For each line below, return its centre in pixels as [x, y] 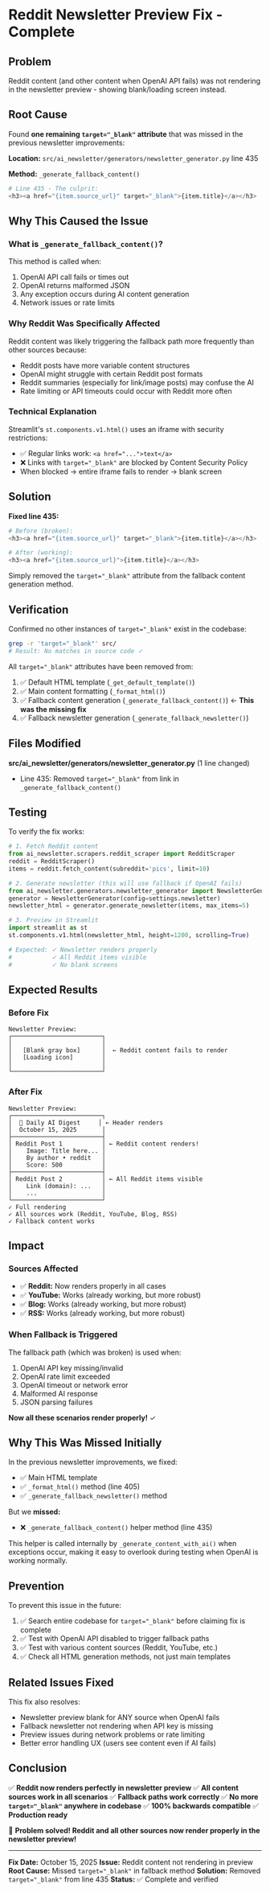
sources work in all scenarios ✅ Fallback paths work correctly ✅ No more [133, 1796]
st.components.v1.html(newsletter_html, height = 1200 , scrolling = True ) [129, 936]
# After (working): [41, 553]
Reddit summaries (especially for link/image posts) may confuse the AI [137, 382]
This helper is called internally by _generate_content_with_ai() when [123, 1544]
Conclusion [38, 1769]
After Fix [25, 1092]
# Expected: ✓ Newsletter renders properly [83, 950]
